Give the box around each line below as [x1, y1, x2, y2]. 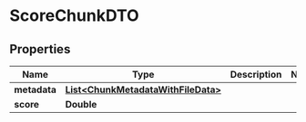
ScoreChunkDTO [9, 5, 139, 26]
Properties [9, 42, 71, 57]
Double [65, 99, 97, 110]
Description [229, 69, 282, 80]
